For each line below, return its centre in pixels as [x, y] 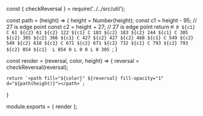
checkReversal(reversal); [37, 67]
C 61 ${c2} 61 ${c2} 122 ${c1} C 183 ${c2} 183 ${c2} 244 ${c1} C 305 [97, 33]
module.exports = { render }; [42, 106]
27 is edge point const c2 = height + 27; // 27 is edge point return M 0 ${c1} [101, 27]
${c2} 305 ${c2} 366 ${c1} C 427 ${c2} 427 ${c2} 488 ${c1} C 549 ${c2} [100, 38]
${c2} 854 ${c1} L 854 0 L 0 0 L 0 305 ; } [62, 49]
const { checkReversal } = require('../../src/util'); [66, 9]
